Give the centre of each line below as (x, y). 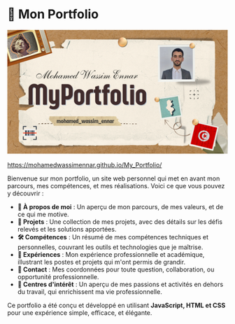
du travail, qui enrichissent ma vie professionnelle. (90, 292)
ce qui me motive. (43, 214)
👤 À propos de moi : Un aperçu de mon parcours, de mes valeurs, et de (120, 207)
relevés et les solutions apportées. (67, 230)
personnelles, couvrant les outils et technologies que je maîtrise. (110, 247)
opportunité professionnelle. (58, 277)
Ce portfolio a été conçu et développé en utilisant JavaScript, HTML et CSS (116, 305)
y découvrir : (26, 193)
